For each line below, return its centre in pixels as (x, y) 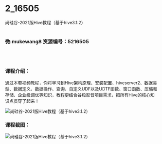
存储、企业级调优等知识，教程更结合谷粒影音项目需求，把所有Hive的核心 (78, 95)
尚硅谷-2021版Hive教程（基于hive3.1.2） (45, 22)
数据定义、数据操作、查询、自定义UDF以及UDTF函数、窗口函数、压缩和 (85, 89)
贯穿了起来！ (26, 101)
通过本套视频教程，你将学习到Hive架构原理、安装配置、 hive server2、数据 (79, 83)
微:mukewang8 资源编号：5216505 (47, 41)
